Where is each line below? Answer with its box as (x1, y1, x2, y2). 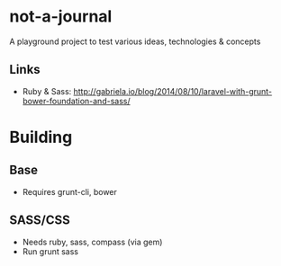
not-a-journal (9, 6, 113, 27)
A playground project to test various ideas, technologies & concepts (9, 36, 261, 47)
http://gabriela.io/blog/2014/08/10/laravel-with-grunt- (73, 85, 273, 96)
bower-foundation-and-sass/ (22, 95, 131, 106)
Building (9, 127, 73, 147)
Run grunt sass (22, 245, 79, 257)
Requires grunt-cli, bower (22, 186, 117, 197)
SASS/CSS (9, 213, 70, 228)
